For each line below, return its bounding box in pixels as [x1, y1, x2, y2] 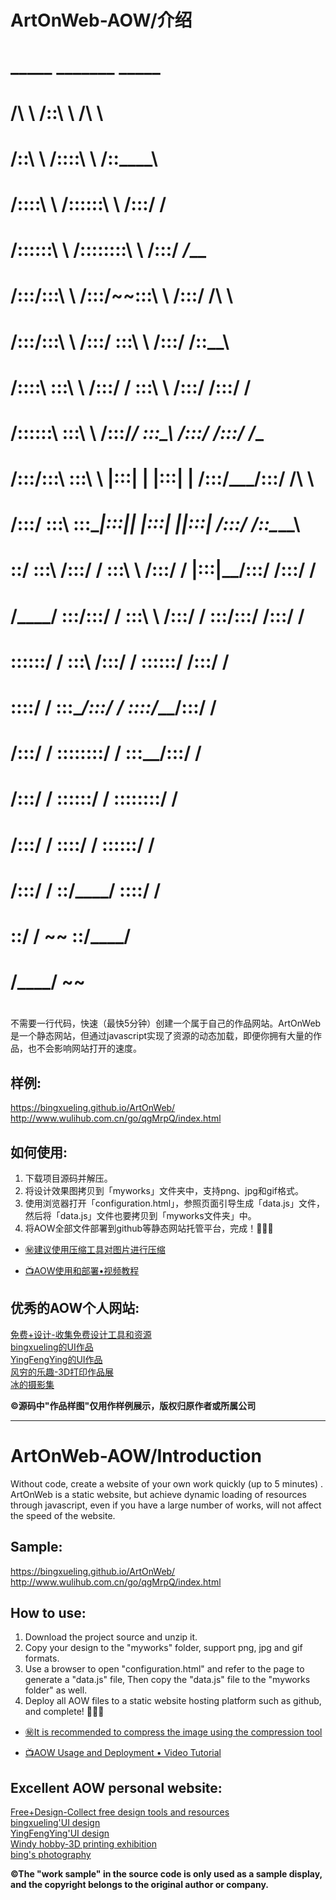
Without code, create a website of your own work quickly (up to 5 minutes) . [10, 1477, 324, 1490]
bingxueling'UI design [10, 1817, 101, 1829]
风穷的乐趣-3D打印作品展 [10, 1366, 115, 1378]
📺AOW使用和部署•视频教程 [24, 1264, 140, 1276]
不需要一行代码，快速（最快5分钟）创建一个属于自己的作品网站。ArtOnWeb [10, 1017, 322, 1030]
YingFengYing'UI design [10, 1827, 110, 1840]
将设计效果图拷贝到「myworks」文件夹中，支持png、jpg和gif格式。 [24, 1184, 305, 1196]
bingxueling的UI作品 [10, 1341, 94, 1353]
